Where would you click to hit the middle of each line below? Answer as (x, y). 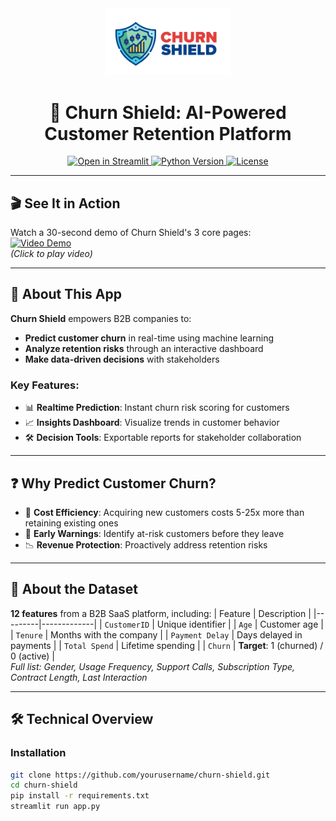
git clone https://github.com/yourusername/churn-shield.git (140, 775)
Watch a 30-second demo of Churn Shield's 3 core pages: (131, 233)
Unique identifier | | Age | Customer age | (240, 624)
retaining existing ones (71, 523)
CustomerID (127, 625)
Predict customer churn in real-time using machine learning (149, 338)
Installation (38, 753)
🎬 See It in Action (65, 203)
